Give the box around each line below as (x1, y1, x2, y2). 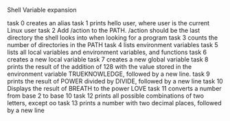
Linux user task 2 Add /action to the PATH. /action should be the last (7, 27, 200, 34)
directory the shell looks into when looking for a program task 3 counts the (7, 33, 218, 42)
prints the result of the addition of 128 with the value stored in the (7, 63, 192, 70)
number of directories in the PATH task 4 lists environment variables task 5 (7, 41, 218, 49)
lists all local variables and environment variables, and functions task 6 (7, 48, 207, 56)
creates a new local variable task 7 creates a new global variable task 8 (7, 55, 209, 64)
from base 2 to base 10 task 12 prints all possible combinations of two (7, 92, 205, 100)
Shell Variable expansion (7, 6, 77, 14)
